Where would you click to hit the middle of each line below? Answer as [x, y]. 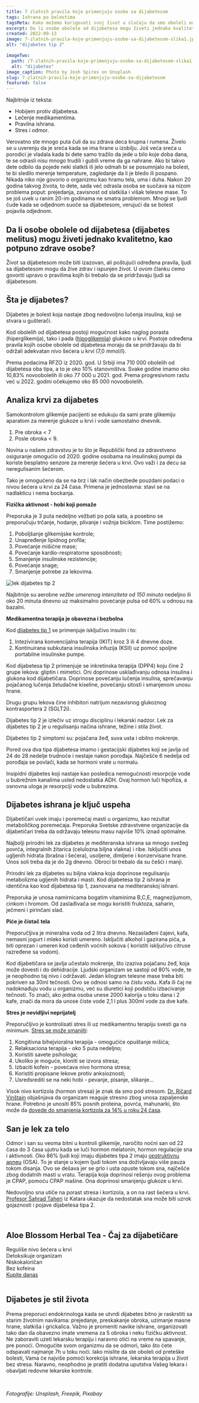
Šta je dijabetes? [37, 300]
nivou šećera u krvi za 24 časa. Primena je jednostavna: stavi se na [88, 486]
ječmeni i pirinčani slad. [35, 910]
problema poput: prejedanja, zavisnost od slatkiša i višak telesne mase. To [97, 192]
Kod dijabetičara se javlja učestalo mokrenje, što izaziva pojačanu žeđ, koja [98, 964]
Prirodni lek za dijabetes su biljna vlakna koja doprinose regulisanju [88, 873]
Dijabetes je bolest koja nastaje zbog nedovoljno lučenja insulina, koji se [94, 314]
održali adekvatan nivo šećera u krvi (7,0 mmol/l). [66, 351]
